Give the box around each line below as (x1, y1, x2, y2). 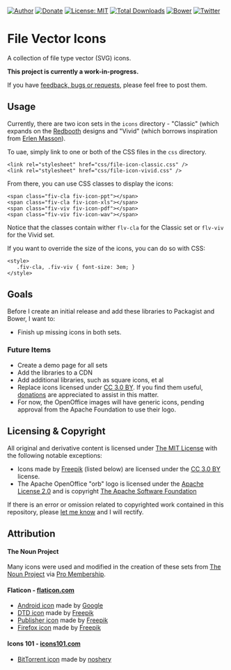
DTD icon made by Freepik (17, 609, 94, 617)
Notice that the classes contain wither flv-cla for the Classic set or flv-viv (7, 223, 224, 231)
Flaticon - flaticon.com (7, 586, 75, 594)
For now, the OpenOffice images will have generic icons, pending (17, 398, 205, 406)
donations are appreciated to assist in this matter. (17, 390, 159, 399)
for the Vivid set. (7, 230, 55, 239)
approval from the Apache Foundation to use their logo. (17, 405, 176, 414)
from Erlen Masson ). (7, 134, 66, 142)
